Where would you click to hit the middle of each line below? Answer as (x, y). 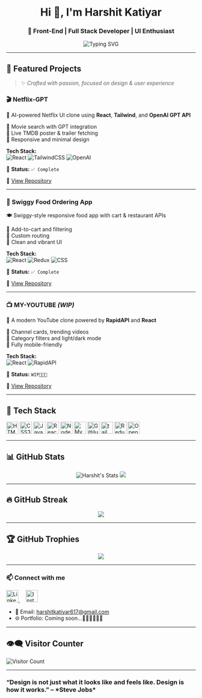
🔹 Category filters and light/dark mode (54, 338)
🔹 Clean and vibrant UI (34, 242)
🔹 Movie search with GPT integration (52, 126)
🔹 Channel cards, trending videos (47, 332)
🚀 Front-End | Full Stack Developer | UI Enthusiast (101, 31)
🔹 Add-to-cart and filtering (39, 229)
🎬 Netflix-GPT (27, 100)
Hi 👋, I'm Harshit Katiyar (101, 12)
